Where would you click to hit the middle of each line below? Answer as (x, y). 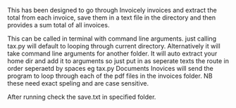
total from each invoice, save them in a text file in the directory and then (112, 18)
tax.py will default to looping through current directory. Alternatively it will (114, 46)
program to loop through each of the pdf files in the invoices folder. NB (110, 76)
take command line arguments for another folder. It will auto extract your (112, 53)
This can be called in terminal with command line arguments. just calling (112, 39)
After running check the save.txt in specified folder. (82, 97)
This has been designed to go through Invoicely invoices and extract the (112, 10)
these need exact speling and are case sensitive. (78, 83)
